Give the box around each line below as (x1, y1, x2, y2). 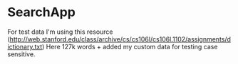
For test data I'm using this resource (7, 27, 113, 36)
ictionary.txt (7, 42, 43, 51)
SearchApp (7, 4, 76, 20)
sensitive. (7, 50, 36, 58)
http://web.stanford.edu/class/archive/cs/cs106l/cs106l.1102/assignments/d (9, 34, 232, 43)
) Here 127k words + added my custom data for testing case (41, 42, 218, 51)
